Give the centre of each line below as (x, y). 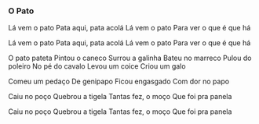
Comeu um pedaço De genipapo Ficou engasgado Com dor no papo (119, 81)
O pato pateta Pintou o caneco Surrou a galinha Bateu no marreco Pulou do (130, 58)
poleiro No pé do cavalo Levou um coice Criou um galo (97, 66)
